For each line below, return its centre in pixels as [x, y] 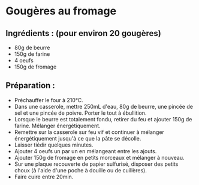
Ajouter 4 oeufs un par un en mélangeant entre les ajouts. [85, 151]
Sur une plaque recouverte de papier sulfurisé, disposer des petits [96, 164]
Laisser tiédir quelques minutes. [54, 145]
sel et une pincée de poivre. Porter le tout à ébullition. [80, 113]
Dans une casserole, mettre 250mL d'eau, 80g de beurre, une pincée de [103, 106]
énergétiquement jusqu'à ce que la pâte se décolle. [78, 138]
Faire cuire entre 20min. [44, 177]
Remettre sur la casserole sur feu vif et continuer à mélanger [89, 132]
